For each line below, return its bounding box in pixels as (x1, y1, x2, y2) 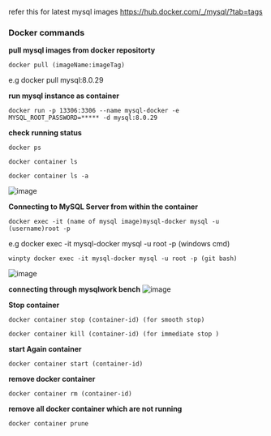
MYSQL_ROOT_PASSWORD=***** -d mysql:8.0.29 (8, 113, 158, 122)
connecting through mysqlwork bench (8, 284, 140, 294)
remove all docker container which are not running (8, 404, 183, 414)
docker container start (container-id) (8, 360, 144, 368)
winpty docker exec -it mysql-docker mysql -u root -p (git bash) (8, 254, 238, 263)
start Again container (8, 344, 82, 354)
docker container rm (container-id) (8, 390, 132, 398)
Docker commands (8, 27, 85, 38)
